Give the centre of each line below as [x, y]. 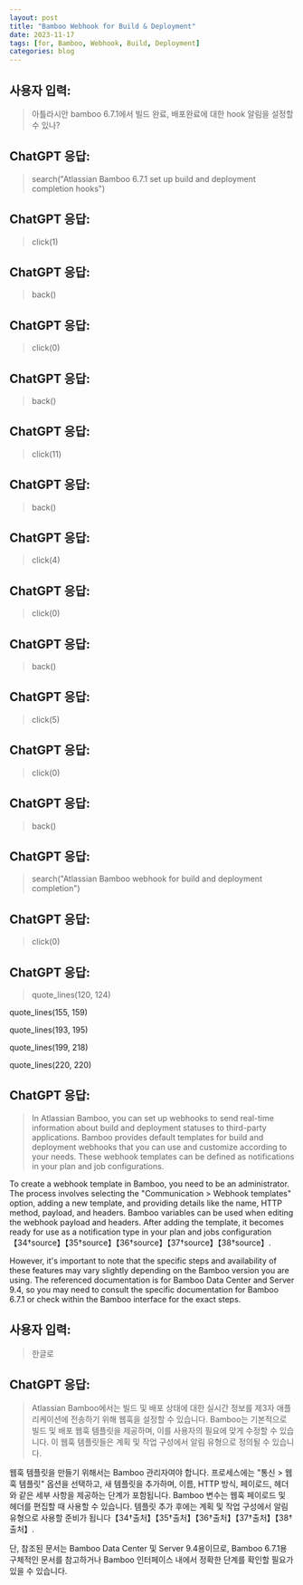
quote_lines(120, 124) [71, 994]
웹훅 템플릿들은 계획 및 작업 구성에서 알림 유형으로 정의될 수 [165, 1442]
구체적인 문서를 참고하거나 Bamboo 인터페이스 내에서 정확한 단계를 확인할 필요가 [151, 1560]
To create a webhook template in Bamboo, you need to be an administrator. [149, 1184]
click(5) [46, 719]
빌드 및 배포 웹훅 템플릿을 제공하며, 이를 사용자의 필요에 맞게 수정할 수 [154, 1431]
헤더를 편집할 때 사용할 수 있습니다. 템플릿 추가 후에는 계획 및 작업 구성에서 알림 [149, 1507]
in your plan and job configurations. [98, 1166]
